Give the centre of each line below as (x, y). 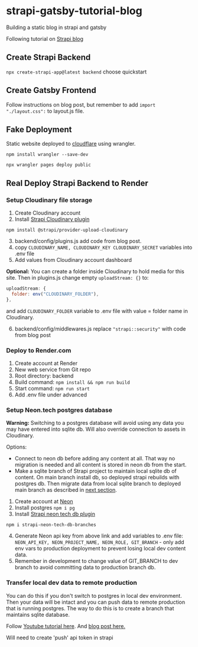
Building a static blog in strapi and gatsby (56, 27)
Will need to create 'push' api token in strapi (60, 638)
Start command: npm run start (52, 388)
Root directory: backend (44, 376)
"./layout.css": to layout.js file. (45, 111)
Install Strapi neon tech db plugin (55, 514)
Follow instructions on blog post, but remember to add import (81, 104)
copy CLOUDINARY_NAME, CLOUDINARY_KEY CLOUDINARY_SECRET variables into (103, 248)
